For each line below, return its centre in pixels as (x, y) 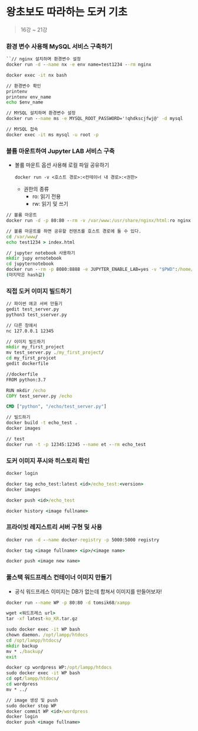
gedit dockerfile (27, 364)
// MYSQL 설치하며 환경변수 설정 (41, 113)
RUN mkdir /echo (26, 390)
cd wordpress (22, 684)
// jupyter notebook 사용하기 (41, 253)
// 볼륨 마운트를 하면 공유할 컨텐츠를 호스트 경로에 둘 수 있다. (74, 231)
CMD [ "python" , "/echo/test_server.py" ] (57, 407)
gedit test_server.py (33, 309)
